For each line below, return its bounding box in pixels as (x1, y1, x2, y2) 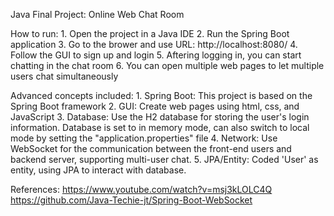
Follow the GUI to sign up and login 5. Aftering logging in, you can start (10, 49, 302, 61)
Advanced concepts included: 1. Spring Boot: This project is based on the (10, 90, 313, 101)
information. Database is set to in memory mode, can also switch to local (10, 122, 310, 133)
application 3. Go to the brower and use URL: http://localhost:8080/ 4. (10, 39, 298, 50)
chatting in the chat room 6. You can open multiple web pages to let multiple (10, 60, 325, 71)
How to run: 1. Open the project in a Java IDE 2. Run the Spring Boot (10, 28, 290, 39)
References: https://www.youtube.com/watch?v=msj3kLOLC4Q (10, 184, 273, 195)
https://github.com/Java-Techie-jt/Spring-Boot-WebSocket (10, 194, 253, 206)
